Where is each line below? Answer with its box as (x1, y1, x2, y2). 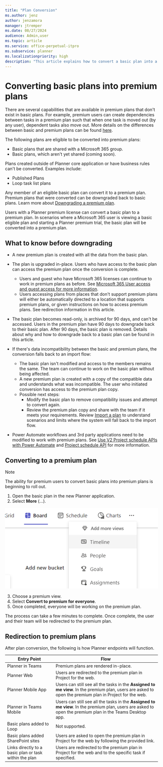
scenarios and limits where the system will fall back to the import (26, 417, 156, 423)
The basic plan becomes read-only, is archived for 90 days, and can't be (12, 316, 158, 322)
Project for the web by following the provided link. (55, 738, 155, 744)
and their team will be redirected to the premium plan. (5, 618, 113, 624)
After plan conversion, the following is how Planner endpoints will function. (5, 645, 154, 651)
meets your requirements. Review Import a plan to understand (26, 412, 150, 418)
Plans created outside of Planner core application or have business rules (5, 160, 150, 167)
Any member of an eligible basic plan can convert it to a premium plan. (5, 190, 147, 196)
